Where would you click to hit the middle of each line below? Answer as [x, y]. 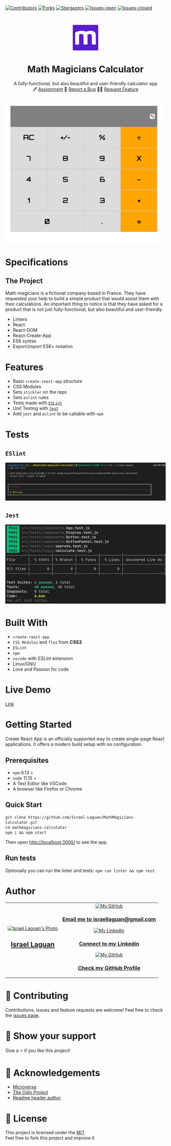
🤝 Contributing [37, 996]
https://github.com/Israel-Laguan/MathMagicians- [82, 817]
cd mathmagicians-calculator [36, 827]
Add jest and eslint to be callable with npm [58, 414]
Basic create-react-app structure [47, 381]
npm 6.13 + [23, 772]
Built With [26, 623]
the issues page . [23, 1015]
